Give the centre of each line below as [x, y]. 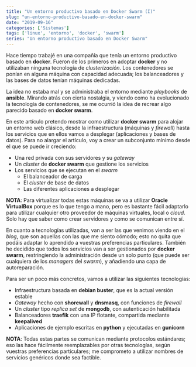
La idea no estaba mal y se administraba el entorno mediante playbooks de [97, 92]
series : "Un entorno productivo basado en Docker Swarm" [77, 39]
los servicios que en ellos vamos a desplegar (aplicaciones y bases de [91, 134]
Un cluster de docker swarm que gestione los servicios [82, 164]
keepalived [28, 321]
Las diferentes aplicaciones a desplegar [71, 189]
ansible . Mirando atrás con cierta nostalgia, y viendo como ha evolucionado [98, 98]
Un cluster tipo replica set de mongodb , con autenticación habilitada [97, 309]
